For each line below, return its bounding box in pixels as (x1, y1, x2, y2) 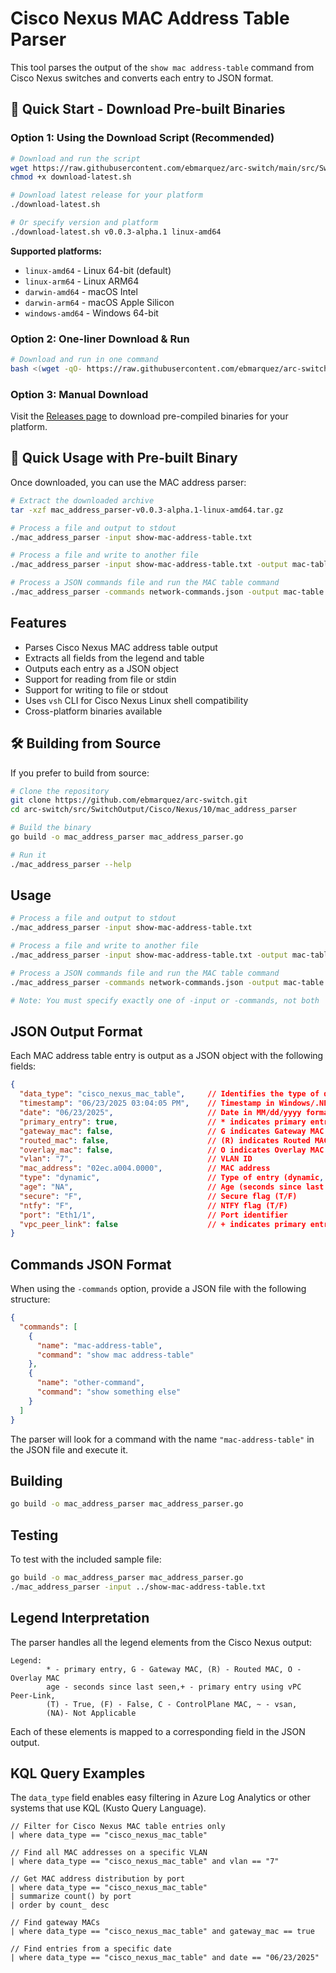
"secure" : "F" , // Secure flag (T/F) (19, 1191, 298, 1201)
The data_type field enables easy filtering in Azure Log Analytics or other (10, 1792, 312, 1804)
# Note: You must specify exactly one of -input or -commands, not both (10, 995, 320, 1006)
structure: (10, 1293, 51, 1306)
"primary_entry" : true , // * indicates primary (19, 1117, 307, 1127)
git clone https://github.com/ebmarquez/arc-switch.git (10, 795, 248, 806)
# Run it (10, 850, 47, 860)
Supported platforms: (10, 245, 102, 257)
